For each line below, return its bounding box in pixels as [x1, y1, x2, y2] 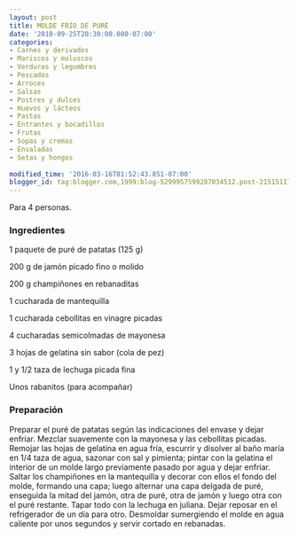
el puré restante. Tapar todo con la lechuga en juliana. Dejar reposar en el [9, 499, 278, 510]
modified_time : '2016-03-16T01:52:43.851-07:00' [9, 169, 192, 178]
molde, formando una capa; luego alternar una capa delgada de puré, [9, 480, 263, 491]
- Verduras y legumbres [9, 63, 98, 72]
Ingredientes [9, 224, 66, 237]
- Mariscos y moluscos [9, 54, 93, 63]
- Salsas [9, 87, 42, 96]
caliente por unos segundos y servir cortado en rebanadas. [9, 518, 226, 528]
